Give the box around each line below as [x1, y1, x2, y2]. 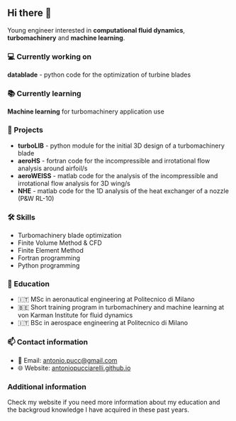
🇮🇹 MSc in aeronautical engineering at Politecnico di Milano [17, 295, 195, 304]
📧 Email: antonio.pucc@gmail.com [17, 356, 118, 364]
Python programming [17, 261, 80, 270]
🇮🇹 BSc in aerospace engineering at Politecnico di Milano [17, 319, 189, 327]
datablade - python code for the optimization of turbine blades [7, 70, 191, 79]
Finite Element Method [17, 246, 84, 254]
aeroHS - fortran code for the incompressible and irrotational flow [17, 156, 210, 165]
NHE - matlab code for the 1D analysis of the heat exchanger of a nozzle [17, 186, 229, 195]
